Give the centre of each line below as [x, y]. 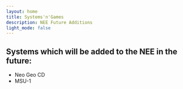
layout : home [22, 11]
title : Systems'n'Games [35, 17]
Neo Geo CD [30, 75]
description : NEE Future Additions [49, 22]
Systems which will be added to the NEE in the [92, 51]
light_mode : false [28, 28]
